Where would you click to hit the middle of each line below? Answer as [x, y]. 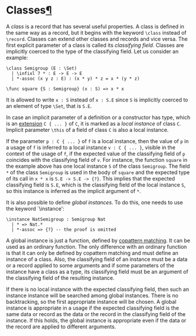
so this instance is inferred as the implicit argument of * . [74, 191]
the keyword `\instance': [35, 208]
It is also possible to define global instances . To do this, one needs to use [94, 202]
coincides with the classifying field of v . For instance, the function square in [97, 159]
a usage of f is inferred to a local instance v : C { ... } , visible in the [91, 147]
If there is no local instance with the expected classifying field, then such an [97, 289]
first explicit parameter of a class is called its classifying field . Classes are [95, 45]
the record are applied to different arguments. [61, 327]
